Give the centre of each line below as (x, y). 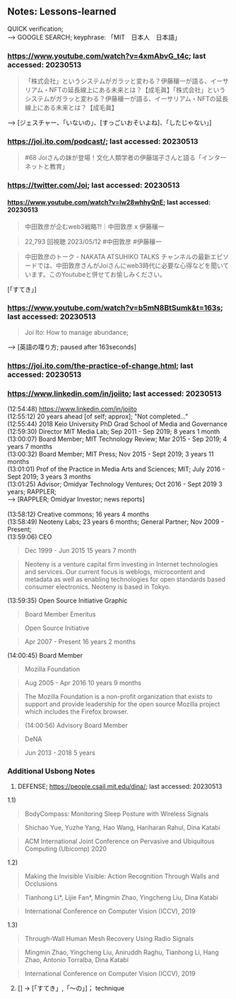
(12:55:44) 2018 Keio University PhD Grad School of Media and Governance (117, 424)
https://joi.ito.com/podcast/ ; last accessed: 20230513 (103, 142)
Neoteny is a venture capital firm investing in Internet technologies (121, 564)
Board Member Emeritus (60, 615)
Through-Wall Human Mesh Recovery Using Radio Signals (109, 939)
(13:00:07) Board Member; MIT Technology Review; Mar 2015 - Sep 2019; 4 (117, 439)
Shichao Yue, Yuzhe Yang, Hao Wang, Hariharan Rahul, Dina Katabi (122, 828)
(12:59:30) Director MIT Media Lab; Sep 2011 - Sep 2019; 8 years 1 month (114, 432)
